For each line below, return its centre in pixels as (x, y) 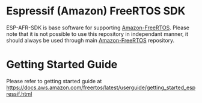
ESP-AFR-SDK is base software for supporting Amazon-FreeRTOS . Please (98, 28)
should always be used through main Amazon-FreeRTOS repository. (90, 40)
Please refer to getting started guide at (54, 81)
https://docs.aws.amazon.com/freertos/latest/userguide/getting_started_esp (101, 87)
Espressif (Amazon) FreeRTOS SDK (96, 11)
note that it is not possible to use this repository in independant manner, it (97, 34)
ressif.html (19, 93)
